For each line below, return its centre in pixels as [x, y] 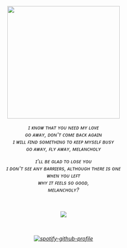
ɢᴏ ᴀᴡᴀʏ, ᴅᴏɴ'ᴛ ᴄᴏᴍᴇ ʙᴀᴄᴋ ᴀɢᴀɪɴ [63, 135]
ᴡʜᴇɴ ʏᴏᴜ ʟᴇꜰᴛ [63, 175]
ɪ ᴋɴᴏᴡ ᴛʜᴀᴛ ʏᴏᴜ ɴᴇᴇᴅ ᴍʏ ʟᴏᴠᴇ [63, 127]
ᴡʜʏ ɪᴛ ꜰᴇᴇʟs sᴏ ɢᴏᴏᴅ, [63, 183]
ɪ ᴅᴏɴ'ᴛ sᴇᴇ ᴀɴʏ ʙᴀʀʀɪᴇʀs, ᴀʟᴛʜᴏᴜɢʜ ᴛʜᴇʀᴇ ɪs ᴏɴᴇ [63, 168]
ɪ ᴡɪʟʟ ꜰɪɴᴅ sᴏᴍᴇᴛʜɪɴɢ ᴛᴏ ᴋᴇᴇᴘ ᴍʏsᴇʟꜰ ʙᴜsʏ [63, 142]
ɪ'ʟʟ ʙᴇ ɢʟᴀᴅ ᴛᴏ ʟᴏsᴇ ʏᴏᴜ [63, 161]
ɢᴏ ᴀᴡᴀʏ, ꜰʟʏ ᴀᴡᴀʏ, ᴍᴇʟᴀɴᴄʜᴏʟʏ [63, 149]
